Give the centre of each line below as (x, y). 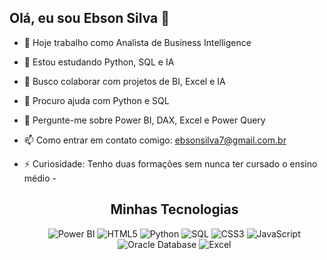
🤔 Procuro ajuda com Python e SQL (96, 100)
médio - (40, 178)
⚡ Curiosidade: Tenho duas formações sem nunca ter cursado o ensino (170, 163)
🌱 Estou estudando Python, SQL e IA (99, 62)
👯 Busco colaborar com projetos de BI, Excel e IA (124, 81)
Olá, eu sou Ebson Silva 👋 (90, 18)
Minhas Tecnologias (174, 209)
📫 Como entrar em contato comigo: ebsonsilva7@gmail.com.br (155, 140)
